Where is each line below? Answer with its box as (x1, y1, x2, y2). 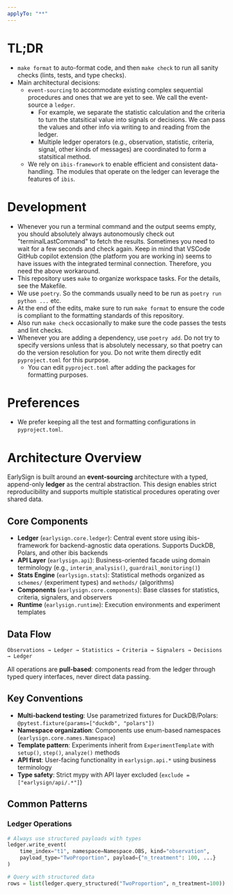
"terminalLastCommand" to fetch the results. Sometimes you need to (17, 237, 215, 245)
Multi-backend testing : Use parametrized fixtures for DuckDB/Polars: (17, 711, 218, 720)
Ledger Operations (7, 819, 72, 829)
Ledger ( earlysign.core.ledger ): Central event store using (17, 534, 186, 542)
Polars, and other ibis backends (17, 549, 109, 557)
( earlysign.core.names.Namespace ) (17, 733, 116, 742)
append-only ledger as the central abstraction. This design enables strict (7, 480, 217, 489)
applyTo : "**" (7, 10, 49, 17)
